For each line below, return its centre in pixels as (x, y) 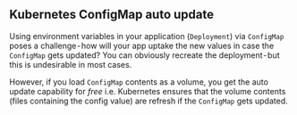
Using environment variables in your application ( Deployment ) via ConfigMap (147, 36)
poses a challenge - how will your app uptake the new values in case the (142, 45)
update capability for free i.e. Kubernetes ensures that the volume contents (148, 91)
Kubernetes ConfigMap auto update (112, 15)
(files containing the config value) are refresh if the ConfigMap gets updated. (148, 101)
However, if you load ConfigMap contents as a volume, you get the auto (139, 82)
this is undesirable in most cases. (71, 64)
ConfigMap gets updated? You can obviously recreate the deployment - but (144, 55)
